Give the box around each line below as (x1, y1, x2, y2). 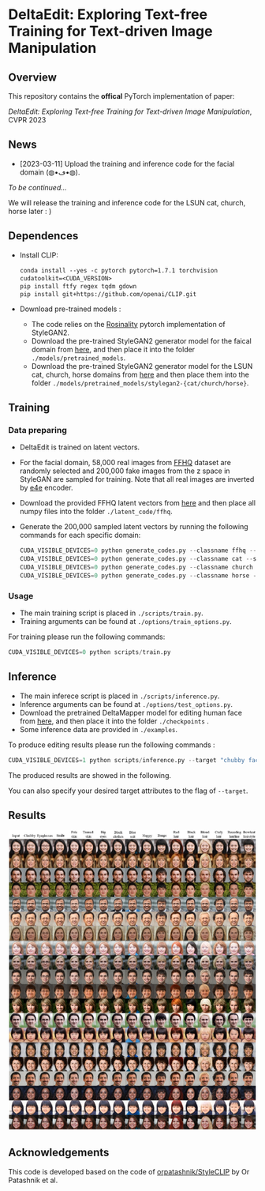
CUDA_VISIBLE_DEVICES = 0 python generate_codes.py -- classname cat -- (19, 555, 254, 563)
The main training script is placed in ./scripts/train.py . (19, 608, 203, 618)
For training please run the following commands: (8, 632, 166, 641)
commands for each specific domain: (19, 531, 141, 540)
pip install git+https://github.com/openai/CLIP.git (19, 290, 197, 298)
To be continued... (8, 182, 67, 192)
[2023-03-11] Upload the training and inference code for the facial (19, 159, 235, 168)
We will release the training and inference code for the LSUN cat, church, (8, 197, 246, 207)
